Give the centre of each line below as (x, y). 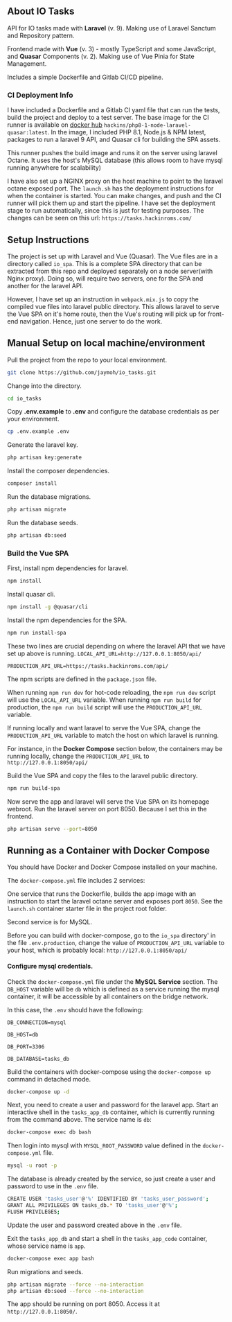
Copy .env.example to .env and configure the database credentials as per (113, 412)
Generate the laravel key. (43, 445)
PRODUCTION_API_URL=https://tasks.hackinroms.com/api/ (88, 666)
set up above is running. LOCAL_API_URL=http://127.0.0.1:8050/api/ (105, 653)
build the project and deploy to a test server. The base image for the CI (108, 118)
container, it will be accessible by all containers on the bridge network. (108, 996)
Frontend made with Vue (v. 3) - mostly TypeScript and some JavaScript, (111, 49)
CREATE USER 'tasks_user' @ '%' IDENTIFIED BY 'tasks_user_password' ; (108, 1199)
